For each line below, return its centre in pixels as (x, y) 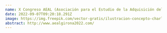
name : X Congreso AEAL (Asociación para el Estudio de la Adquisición (80, 9)
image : (12, 18)
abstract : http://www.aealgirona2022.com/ (50, 23)
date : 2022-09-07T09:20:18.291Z (39, 14)
